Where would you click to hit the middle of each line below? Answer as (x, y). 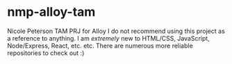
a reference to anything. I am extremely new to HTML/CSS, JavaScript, (108, 38)
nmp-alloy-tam (51, 12)
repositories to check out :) (46, 53)
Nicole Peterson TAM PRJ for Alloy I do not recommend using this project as (116, 31)
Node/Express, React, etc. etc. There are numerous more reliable (100, 45)
